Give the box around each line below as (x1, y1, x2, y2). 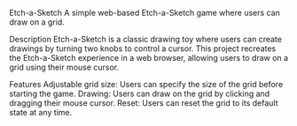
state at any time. (9, 107, 73, 117)
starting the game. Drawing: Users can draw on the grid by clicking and (9, 88, 270, 99)
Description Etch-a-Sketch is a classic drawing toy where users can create (9, 34, 282, 44)
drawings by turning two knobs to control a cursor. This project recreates (9, 43, 277, 54)
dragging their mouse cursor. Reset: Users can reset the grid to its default (9, 98, 278, 108)
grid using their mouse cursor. (9, 62, 120, 72)
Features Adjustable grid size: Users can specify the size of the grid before (9, 79, 284, 89)
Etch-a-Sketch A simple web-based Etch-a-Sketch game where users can (9, 8, 281, 18)
